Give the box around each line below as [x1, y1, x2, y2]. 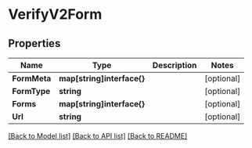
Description [152, 60, 197, 70]
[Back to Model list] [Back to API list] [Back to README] [8, 132, 188, 140]
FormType [12, 86, 51, 96]
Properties [8, 37, 61, 50]
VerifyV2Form [8, 5, 103, 23]
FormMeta [12, 73, 52, 84]
